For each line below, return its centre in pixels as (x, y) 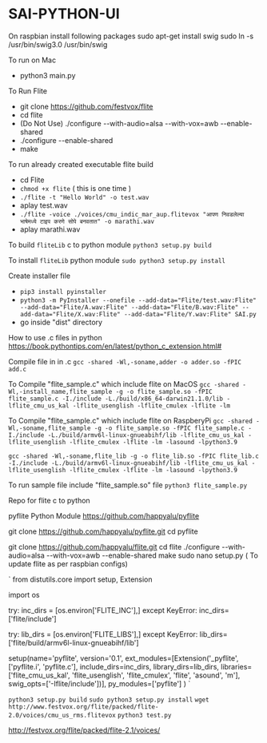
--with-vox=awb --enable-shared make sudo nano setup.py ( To (152, 555)
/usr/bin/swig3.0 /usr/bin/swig (58, 44)
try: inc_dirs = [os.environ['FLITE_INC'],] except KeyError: (103, 610)
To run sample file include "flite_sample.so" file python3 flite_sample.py (128, 485)
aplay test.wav (44, 205)
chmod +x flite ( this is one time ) (76, 188)
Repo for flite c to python (49, 500)
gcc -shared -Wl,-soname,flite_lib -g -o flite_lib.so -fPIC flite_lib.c (134, 456)
